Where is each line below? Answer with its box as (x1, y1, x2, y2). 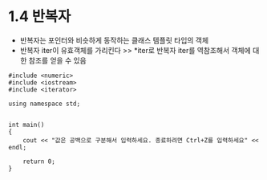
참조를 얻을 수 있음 (28, 55, 87, 65)
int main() (8, 121, 45, 129)
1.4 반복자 (8, 7, 71, 26)
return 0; (22, 157, 56, 166)
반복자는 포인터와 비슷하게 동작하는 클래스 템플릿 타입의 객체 (19, 35, 209, 45)
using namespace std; (8, 100, 81, 108)
